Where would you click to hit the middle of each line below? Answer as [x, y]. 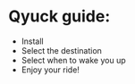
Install [32, 41]
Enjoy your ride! [50, 70]
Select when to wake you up [73, 60]
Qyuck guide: [59, 17]
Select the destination [61, 50]
